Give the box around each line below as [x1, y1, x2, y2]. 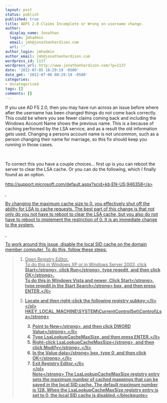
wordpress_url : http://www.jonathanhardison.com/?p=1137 [5, 63, 126, 68]
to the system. [5, 222, 35, 228]
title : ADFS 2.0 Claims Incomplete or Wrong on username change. [5, 21, 144, 26]
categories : [5, 77, 30, 82]
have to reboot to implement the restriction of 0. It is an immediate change [5, 217, 158, 223]
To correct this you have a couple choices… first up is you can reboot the [5, 161, 156, 167]
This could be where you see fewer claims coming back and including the [5, 115, 157, 121]
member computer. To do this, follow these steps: [5, 247, 107, 253]
